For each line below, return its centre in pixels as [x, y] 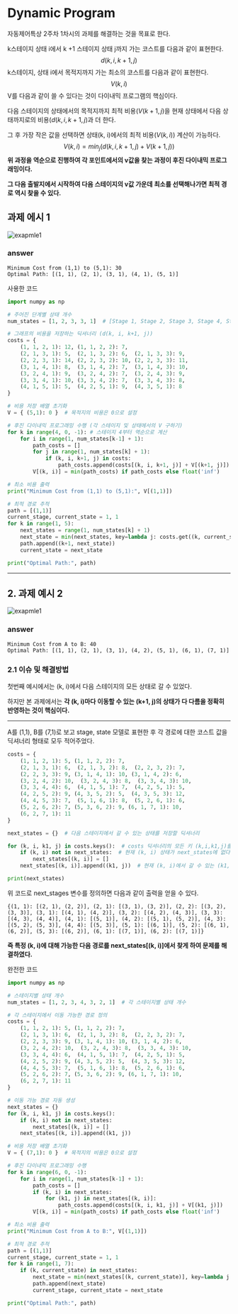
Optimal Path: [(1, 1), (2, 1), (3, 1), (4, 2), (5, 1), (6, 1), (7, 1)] [119, 650]
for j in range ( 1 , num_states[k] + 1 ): [92, 452]
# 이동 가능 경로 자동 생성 [41, 1100]
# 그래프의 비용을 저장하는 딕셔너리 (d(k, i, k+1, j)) [80, 334]
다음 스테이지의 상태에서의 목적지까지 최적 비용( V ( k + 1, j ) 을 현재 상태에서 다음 [114, 111]
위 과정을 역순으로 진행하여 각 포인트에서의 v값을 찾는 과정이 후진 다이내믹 [108, 160]
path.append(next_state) [69, 1283]
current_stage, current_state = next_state [98, 1290]
